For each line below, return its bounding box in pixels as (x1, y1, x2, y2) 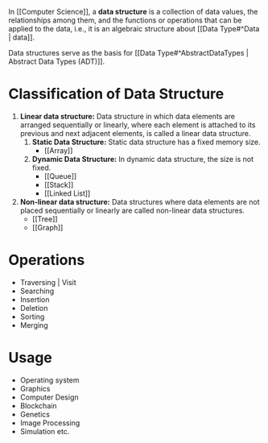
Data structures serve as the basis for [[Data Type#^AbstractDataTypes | (8, 48, 249, 57)
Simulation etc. (19, 426, 70, 436)
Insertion (19, 294, 50, 304)
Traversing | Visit (19, 277, 76, 287)
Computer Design (19, 392, 79, 402)
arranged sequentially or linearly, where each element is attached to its (19, 120, 256, 130)
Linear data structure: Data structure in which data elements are (19, 111, 236, 121)
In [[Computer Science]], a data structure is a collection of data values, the (8, 7, 258, 16)
